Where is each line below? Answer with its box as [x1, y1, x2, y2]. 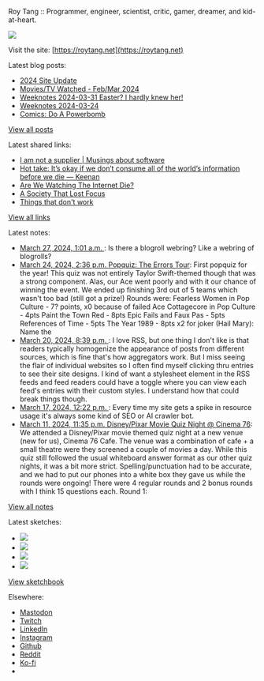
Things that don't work [19, 198, 94, 206]
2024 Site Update [19, 76, 77, 85]
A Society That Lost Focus [19, 189, 106, 198]
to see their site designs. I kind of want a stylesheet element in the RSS [19, 369, 251, 378]
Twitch [19, 616, 42, 625]
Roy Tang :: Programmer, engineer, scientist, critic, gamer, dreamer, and [8, 7, 242, 16]
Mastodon [19, 608, 53, 617]
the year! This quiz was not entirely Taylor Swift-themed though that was [19, 269, 256, 277]
